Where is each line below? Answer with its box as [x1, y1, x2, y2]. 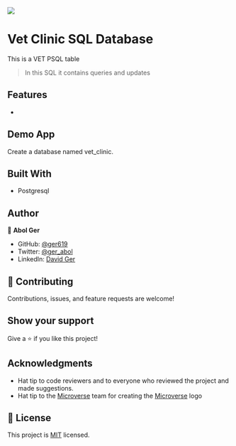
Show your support [7, 315, 94, 327]
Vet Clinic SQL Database [7, 31, 154, 48]
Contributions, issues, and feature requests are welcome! [7, 295, 175, 303]
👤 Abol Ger [7, 226, 40, 234]
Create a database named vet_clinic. [7, 147, 114, 156]
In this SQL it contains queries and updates [24, 68, 151, 77]
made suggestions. [17, 384, 74, 392]
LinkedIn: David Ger [17, 255, 76, 263]
